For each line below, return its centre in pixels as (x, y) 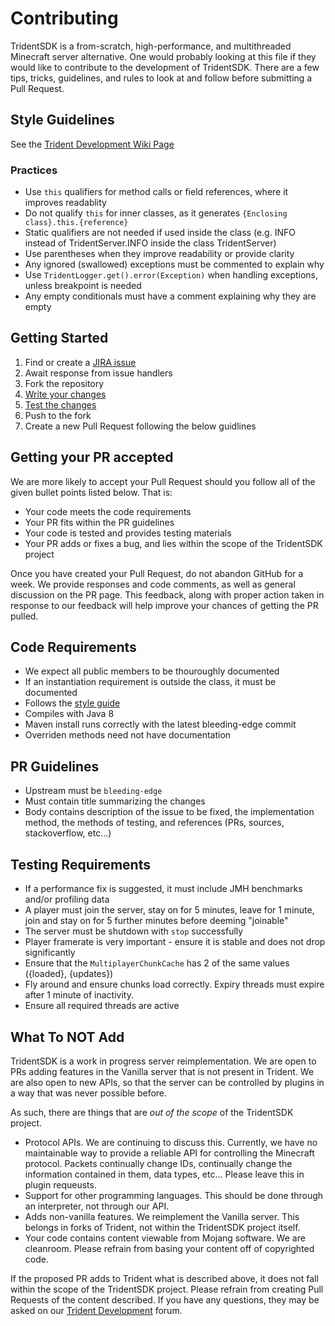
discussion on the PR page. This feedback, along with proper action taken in (167, 594)
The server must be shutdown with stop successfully (134, 931)
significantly (50, 953)
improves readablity (65, 203)
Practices (34, 170)
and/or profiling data (67, 899)
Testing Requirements (80, 864)
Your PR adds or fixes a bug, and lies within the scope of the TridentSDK (173, 543)
